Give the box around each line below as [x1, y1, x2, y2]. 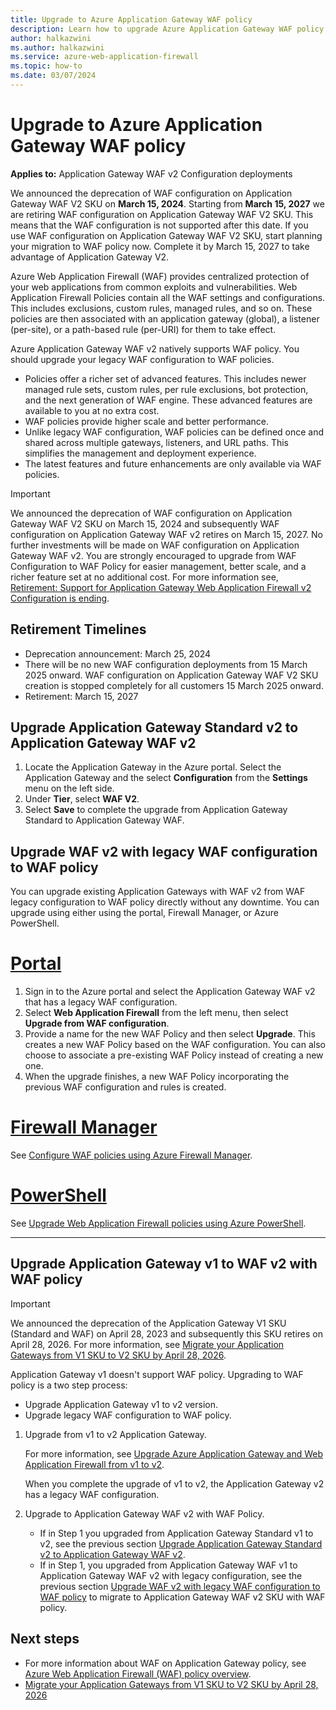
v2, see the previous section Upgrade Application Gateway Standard [39, 1537, 323, 1550]
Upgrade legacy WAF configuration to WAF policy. [24, 1409, 232, 1421]
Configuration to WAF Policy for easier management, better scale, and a [10, 560, 307, 572]
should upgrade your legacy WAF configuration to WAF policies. [10, 353, 275, 365]
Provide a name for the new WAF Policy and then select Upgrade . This [24, 1028, 316, 1040]
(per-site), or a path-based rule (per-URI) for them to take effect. [10, 323, 277, 335]
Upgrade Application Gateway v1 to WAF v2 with [10, 1256, 318, 1273]
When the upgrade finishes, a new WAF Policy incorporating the [24, 1071, 290, 1083]
